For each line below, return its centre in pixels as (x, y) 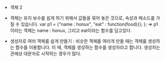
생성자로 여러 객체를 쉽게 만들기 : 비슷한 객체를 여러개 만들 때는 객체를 (78, 41)
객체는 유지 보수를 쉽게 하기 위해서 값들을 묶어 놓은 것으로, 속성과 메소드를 (82, 18)
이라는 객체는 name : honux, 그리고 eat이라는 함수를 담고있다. (71, 30)
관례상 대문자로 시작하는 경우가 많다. (46, 53)
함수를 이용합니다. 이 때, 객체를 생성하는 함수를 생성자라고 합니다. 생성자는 (88, 47)
